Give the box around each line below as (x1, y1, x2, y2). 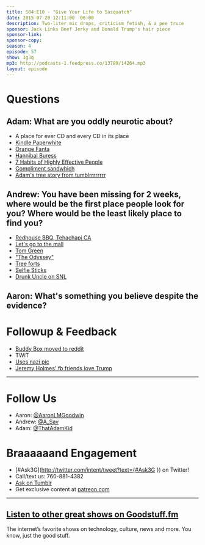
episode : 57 (6, 49, 37, 55)
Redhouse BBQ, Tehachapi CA (15, 234, 92, 241)
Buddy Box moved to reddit (15, 345, 84, 352)
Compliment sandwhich (15, 165, 75, 172)
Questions (6, 92, 60, 106)
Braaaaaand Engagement (6, 446, 137, 460)
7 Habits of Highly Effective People (15, 158, 103, 166)
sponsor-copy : (6, 37, 43, 43)
